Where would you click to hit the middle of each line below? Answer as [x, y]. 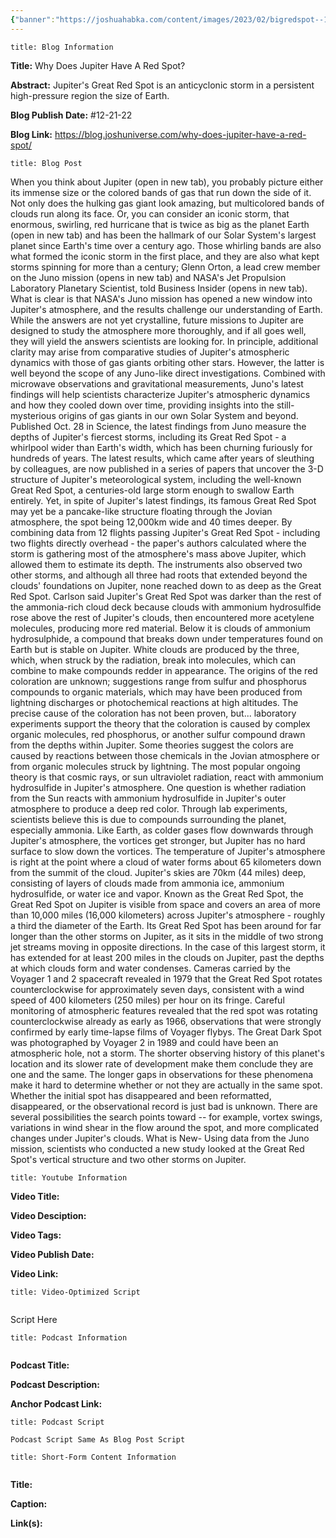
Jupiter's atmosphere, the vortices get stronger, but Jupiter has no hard [158, 840]
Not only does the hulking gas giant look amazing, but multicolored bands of [167, 203]
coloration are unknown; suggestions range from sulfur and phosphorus [158, 681]
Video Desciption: [48, 1215]
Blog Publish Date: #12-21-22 [71, 115]
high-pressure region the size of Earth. [90, 95]
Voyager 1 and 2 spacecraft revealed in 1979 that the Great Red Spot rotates [166, 978]
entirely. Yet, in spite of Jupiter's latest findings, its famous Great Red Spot [163, 500]
